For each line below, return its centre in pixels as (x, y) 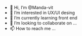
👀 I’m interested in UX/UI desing (42, 13)
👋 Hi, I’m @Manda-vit (31, 8)
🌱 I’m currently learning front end (43, 18)
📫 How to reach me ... (33, 28)
